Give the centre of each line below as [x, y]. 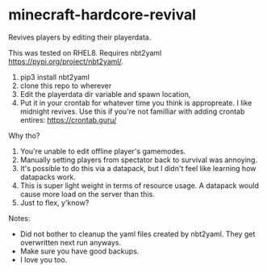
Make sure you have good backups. [79, 251]
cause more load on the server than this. [87, 194]
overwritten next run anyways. [71, 242]
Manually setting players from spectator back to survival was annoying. [139, 160]
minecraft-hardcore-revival [102, 15]
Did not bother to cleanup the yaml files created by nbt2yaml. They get [138, 234]
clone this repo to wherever [66, 86]
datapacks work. [48, 177]
